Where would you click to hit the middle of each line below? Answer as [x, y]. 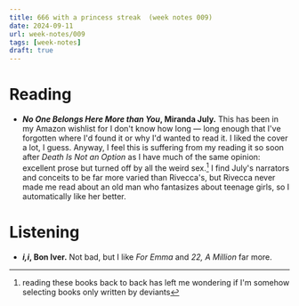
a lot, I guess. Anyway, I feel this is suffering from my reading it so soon [153, 148]
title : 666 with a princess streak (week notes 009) [111, 17]
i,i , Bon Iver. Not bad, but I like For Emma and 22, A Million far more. [147, 257]
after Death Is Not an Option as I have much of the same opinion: [141, 157]
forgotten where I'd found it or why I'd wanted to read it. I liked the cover [155, 138]
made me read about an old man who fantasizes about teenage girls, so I [156, 187]
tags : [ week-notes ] [45, 42]
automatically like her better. [74, 196]
